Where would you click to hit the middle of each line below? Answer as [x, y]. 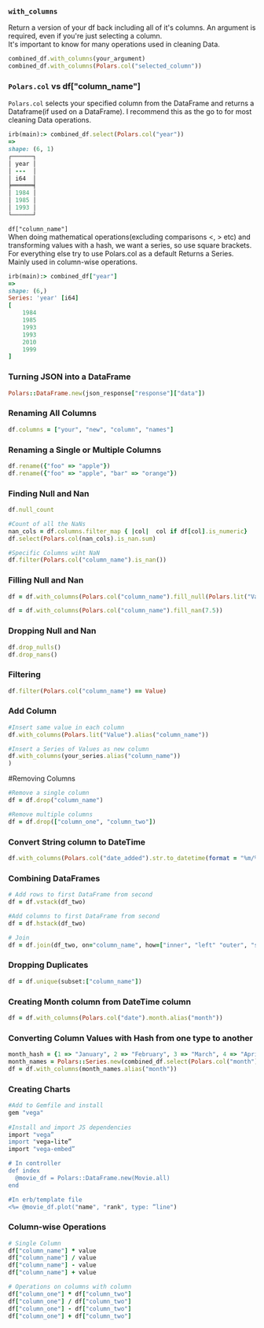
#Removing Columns [42, 778]
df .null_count [31, 510]
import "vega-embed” [42, 1150]
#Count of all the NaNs [47, 524]
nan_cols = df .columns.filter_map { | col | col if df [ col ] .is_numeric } [128, 531]
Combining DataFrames [54, 878]
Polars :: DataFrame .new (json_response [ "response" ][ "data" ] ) [107, 393]
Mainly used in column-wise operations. [73, 262]
